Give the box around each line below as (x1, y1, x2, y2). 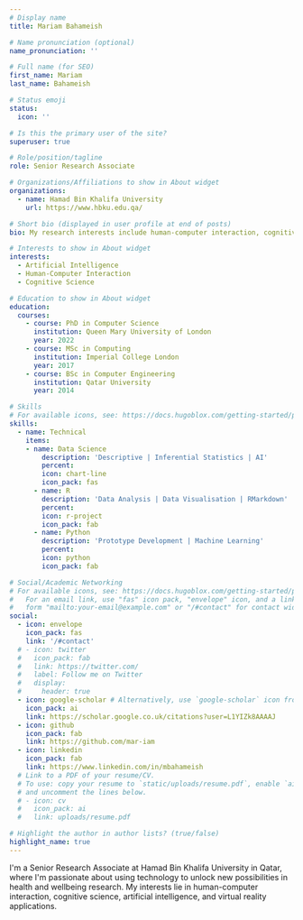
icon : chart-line (41, 470, 106, 479)
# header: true (17, 687, 91, 696)
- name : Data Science (25, 444, 106, 454)
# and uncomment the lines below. (17, 787, 147, 796)
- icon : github (17, 721, 75, 730)
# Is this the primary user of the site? (9, 128, 168, 138)
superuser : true (9, 137, 70, 146)
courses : (17, 310, 50, 320)
